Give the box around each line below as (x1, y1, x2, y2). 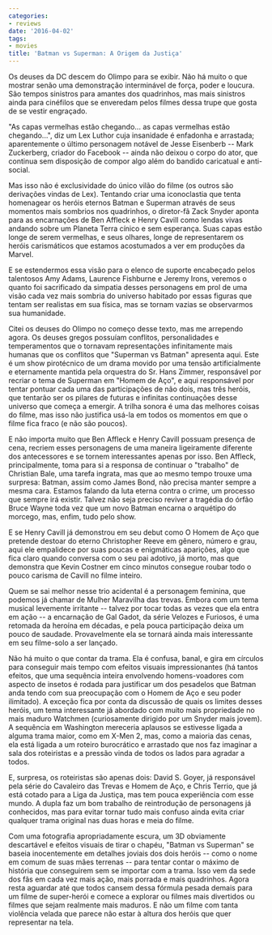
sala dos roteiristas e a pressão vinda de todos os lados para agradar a (8, 749, 245, 758)
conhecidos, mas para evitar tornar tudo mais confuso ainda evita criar (8, 807, 245, 817)
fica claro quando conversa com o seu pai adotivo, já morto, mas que (8, 553, 240, 563)
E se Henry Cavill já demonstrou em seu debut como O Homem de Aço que (8, 527, 260, 537)
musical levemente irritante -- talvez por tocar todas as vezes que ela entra (8, 604, 259, 613)
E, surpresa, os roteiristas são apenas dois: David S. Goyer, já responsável (8, 773, 256, 782)
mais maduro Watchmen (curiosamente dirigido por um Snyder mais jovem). (8, 714, 262, 724)
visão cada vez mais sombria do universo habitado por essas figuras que (8, 291, 253, 301)
